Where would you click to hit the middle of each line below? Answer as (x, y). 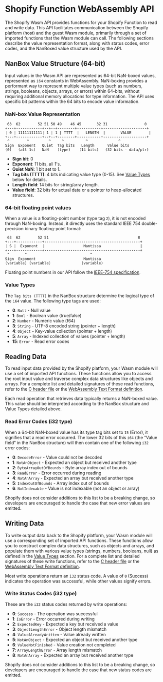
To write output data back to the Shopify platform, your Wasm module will (79, 535)
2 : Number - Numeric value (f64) (44, 321)
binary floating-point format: (53, 229)
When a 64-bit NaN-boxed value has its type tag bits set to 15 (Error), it (77, 432)
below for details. (29, 180)
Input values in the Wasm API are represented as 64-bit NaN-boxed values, (81, 75)
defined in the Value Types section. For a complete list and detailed (72, 556)
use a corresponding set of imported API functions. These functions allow (79, 541)
